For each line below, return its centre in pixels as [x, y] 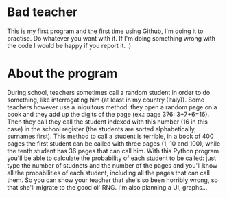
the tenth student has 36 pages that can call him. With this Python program [113, 151]
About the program [62, 74]
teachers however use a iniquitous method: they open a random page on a [112, 107]
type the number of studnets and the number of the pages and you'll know [112, 165]
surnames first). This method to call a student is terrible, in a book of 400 [110, 136]
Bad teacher [43, 12]
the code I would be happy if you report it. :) [69, 45]
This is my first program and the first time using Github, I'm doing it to [105, 31]
